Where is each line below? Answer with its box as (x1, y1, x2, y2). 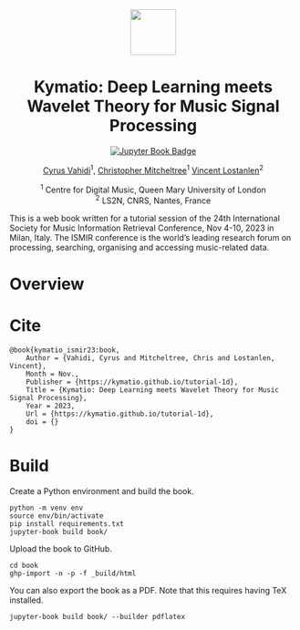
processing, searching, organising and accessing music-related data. (9, 242, 270, 253)
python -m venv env (9, 503, 84, 512)
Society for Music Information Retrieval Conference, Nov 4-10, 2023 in (9, 222, 274, 233)
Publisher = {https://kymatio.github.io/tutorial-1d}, (26, 377, 239, 387)
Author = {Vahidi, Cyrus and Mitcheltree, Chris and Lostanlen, (26, 354, 275, 363)
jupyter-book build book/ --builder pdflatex (9, 612, 185, 621)
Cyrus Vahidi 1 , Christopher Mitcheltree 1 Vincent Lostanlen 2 (42, 163, 264, 176)
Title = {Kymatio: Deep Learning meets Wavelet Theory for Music (26, 386, 280, 395)
